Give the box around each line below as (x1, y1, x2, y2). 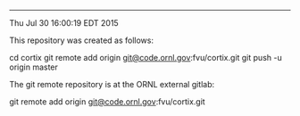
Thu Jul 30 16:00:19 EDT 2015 (9, 18, 119, 28)
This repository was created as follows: (9, 35, 154, 46)
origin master (9, 62, 58, 72)
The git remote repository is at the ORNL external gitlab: (9, 79, 215, 89)
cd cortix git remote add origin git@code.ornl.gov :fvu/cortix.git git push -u (9, 53, 283, 62)
